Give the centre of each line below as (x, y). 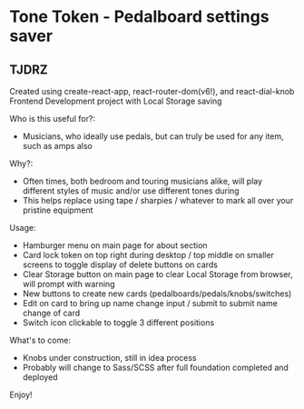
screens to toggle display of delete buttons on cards (120, 264)
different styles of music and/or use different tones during (131, 191)
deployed (40, 377)
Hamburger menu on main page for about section (115, 245)
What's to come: (40, 340)
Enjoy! (21, 394)
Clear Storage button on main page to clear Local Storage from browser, (157, 274)
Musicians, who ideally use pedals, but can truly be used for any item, (153, 136)
